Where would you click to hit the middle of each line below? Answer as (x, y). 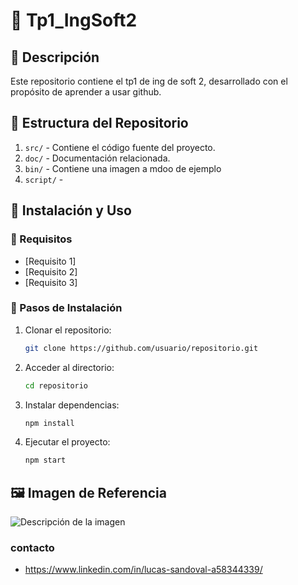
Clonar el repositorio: (68, 330)
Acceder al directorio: (69, 367)
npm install (49, 423)
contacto (32, 548)
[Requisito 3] (51, 282)
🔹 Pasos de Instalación (66, 308)
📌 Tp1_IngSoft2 (74, 20)
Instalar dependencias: (72, 405)
